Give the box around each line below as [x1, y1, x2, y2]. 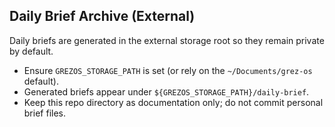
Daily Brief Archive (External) [9, 8, 196, 25]
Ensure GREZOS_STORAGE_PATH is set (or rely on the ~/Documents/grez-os [23, 64, 313, 76]
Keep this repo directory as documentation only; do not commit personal [23, 96, 324, 108]
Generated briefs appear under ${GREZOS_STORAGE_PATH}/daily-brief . [23, 85, 310, 98]
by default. [9, 45, 54, 57]
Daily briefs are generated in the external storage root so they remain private [9, 34, 325, 46]
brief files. [23, 107, 66, 119]
